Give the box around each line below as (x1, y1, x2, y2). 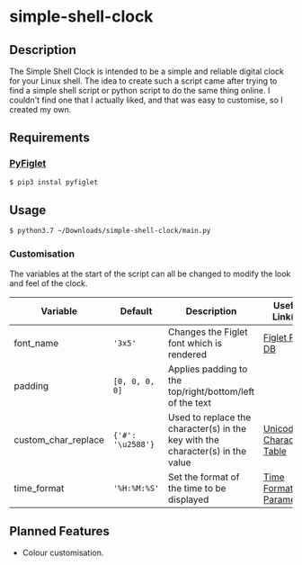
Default (120, 304, 153, 317)
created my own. (9, 104, 72, 114)
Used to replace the (167, 411, 252, 424)
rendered (167, 348, 208, 361)
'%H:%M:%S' (112, 483, 160, 493)
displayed (167, 493, 209, 506)
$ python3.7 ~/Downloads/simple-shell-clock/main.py (9, 227, 211, 236)
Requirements (9, 130, 90, 146)
